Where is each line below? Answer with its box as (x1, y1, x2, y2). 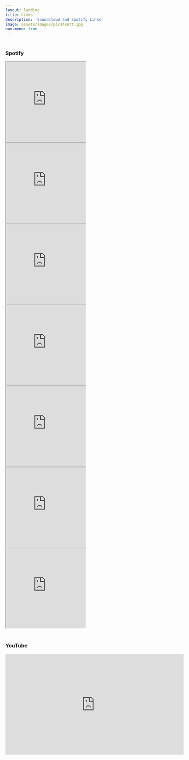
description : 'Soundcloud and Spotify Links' (5, 17, 103, 22)
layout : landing (5, 7, 40, 13)
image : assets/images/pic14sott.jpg (5, 21, 83, 27)
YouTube (5, 642, 28, 649)
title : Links (5, 12, 33, 17)
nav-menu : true (5, 27, 38, 32)
